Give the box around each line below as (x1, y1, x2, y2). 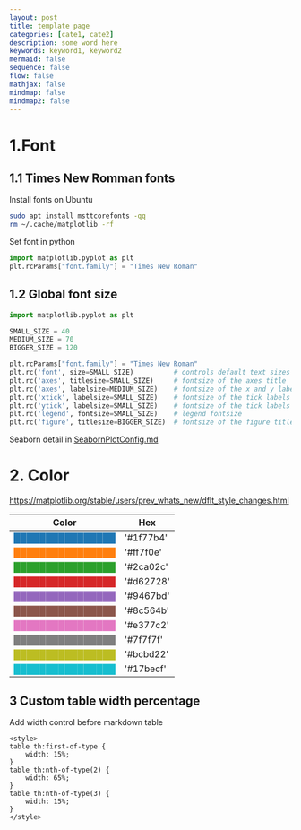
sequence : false (9, 64, 70, 73)
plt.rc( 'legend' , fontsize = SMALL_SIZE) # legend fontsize (9, 410, 243, 419)
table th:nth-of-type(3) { (9, 789, 110, 798)
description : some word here (9, 38, 118, 48)
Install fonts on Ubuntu (9, 195, 93, 205)
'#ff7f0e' (124, 546, 163, 558)
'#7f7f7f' (124, 634, 163, 646)
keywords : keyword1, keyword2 (9, 47, 123, 56)
